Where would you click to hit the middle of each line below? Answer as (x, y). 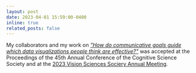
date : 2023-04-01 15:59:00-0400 (46, 17)
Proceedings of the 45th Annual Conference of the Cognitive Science (92, 58)
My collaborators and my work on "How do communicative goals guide (94, 45)
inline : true (22, 23)
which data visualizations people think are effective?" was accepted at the (98, 52)
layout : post (22, 12)
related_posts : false (33, 28)
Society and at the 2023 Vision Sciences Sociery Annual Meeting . (87, 64)
